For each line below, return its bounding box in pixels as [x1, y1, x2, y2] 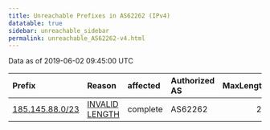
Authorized [170, 75, 215, 87]
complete [127, 104, 163, 115]
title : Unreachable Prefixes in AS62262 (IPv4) [8, 11, 171, 20]
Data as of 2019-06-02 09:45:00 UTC [8, 56, 134, 66]
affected [127, 80, 161, 91]
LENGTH [87, 109, 121, 120]
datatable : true [8, 19, 63, 27]
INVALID [87, 99, 119, 110]
